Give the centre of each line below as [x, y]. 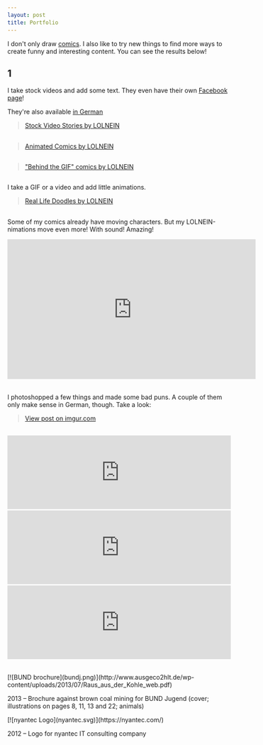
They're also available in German [55, 112]
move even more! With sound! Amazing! [96, 229]
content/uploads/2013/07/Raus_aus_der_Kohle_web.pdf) [90, 685]
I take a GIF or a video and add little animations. [77, 187]
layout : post [27, 15]
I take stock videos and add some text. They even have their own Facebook [118, 91]
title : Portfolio [33, 22]
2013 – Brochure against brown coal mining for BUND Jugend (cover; [108, 699]
